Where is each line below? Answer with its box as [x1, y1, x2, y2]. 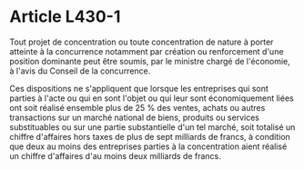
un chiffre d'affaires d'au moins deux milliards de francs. [9, 150, 221, 161]
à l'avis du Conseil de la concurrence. [9, 65, 151, 76]
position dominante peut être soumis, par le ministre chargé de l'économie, [9, 55, 291, 66]
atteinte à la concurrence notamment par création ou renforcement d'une [9, 45, 284, 56]
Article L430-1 [9, 6, 121, 27]
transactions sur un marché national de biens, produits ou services [9, 112, 259, 123]
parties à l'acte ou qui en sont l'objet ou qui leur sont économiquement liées [9, 93, 294, 104]
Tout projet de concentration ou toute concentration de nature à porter [9, 36, 274, 47]
